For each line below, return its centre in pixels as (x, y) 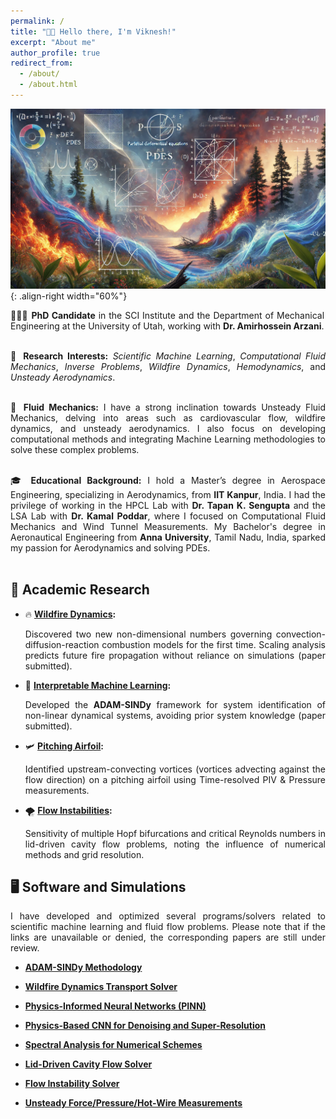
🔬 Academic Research (80, 590)
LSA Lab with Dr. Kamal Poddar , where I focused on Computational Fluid (168, 516)
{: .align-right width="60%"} (69, 296)
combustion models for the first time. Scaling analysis (213, 644)
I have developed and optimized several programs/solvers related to (168, 916)
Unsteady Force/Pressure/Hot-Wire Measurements (133, 1103)
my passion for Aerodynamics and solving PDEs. (110, 547)
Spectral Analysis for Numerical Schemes (113, 1045)
